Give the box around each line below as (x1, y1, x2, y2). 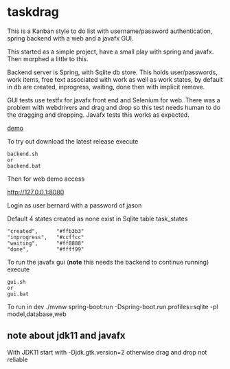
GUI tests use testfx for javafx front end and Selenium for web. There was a (7, 96, 221, 104)
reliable (7, 355, 28, 364)
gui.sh (7, 278, 26, 285)
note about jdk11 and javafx (7, 330, 126, 342)
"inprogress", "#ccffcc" (7, 234, 84, 241)
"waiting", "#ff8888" (7, 240, 84, 247)
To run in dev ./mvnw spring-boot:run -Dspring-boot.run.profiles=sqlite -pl (7, 302, 218, 311)
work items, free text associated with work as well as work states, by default (7, 75, 223, 83)
